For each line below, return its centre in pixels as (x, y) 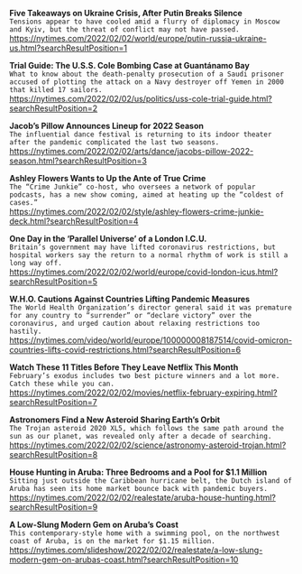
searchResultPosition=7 (53, 402)
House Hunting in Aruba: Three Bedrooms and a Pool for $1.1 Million (138, 472)
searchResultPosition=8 (54, 454)
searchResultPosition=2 (54, 108)
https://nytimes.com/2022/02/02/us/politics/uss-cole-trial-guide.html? (141, 99)
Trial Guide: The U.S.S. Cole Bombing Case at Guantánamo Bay (129, 65)
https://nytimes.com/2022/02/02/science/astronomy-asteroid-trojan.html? (148, 445)
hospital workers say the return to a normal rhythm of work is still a (149, 255)
